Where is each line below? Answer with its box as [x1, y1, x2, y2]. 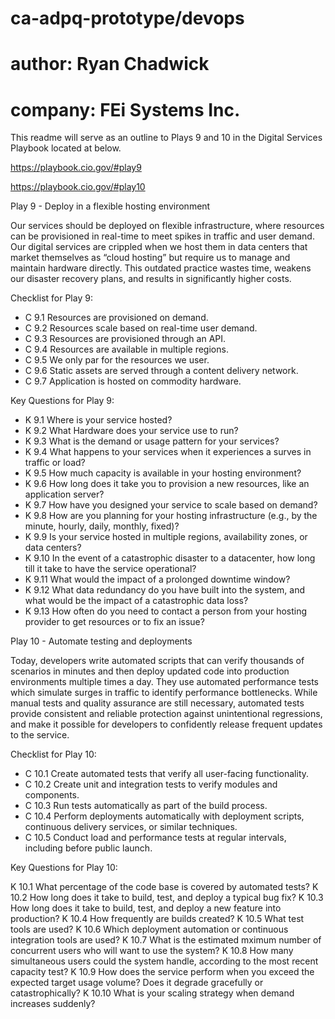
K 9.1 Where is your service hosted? [24, 414, 173, 426]
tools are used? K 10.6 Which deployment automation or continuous [10, 923, 289, 936]
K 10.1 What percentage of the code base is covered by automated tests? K [10, 881, 319, 893]
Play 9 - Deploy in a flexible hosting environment [10, 200, 211, 212]
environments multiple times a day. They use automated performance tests [10, 676, 320, 688]
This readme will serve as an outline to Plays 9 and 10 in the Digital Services [10, 132, 323, 144]
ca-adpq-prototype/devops [10, 7, 245, 30]
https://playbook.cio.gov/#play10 [10, 181, 146, 193]
